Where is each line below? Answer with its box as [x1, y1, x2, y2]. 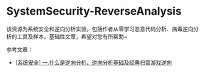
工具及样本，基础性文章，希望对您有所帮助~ [16, 32, 128, 40]
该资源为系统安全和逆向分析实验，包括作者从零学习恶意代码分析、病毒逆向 [6, 25, 193, 32]
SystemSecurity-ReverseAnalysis [6, 4, 182, 18]
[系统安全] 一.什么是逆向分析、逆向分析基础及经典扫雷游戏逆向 [15, 59, 172, 66]
